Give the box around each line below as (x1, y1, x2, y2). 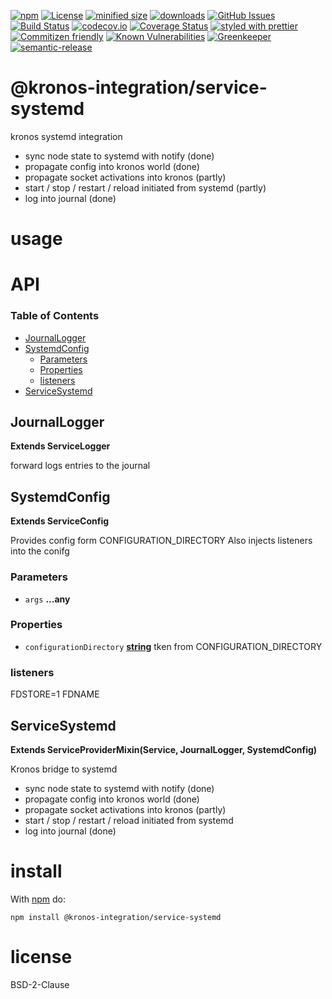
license (10, 946, 73, 969)
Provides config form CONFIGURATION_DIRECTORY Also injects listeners (10, 535, 313, 547)
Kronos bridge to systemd (10, 763, 118, 775)
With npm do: (10, 893, 67, 905)
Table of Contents (10, 309, 100, 323)
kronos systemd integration (10, 130, 123, 142)
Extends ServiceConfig (10, 515, 110, 527)
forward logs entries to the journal (10, 460, 151, 472)
